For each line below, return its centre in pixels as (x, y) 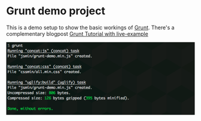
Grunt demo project (56, 11)
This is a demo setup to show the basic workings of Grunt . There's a (90, 27)
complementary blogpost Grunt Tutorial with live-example (77, 33)
